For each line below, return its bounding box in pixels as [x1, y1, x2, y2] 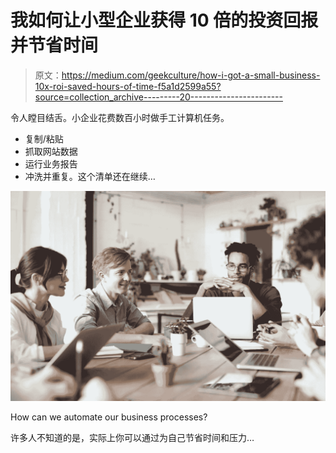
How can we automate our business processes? [10, 411, 208, 423]
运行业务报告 [24, 157, 78, 170]
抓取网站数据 [24, 145, 78, 157]
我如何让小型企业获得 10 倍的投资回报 [10, 9, 319, 32]
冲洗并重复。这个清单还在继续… [24, 170, 156, 182]
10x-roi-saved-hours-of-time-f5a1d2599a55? [34, 80, 222, 92]
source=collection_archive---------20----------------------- [34, 91, 283, 103]
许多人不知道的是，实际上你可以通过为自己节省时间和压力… [10, 431, 255, 443]
